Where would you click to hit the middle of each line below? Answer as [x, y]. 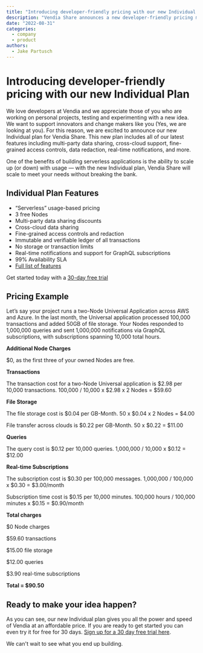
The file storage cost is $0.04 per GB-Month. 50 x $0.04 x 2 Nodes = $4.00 [101, 414]
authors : [17, 46]
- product [24, 40]
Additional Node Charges [39, 348]
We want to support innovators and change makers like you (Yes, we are [96, 124]
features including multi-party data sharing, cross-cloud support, [87, 143]
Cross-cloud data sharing [47, 227]
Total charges [24, 515]
